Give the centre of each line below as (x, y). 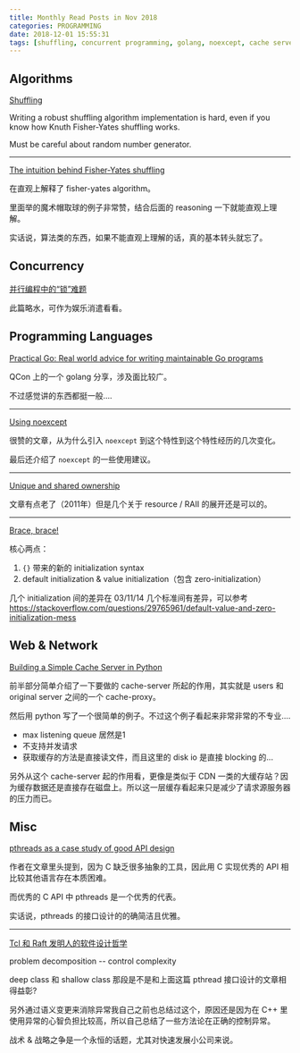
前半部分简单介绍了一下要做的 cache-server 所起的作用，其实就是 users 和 (146, 686)
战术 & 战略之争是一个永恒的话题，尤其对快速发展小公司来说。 (124, 1040)
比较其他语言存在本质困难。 (60, 878)
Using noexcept (38, 422)
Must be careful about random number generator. (100, 145)
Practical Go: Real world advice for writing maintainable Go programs (136, 358)
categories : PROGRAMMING (55, 26)
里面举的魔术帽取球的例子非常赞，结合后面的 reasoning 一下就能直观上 (139, 207)
